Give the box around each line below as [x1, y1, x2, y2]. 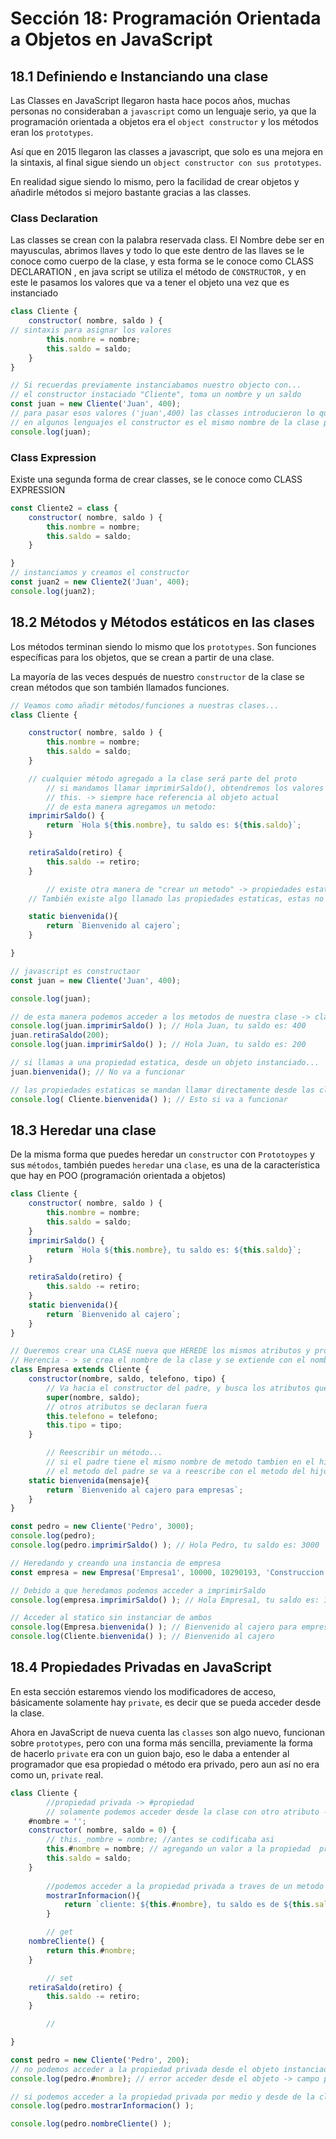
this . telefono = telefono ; [46, 1411, 159, 1421]
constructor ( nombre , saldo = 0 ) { [28, 1825, 177, 1836]
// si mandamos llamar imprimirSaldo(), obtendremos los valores [46, 783, 325, 793]
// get [46, 1927, 74, 1937]
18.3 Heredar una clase [10, 1122, 157, 1139]
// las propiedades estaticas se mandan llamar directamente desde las [10, 1085, 315, 1095]
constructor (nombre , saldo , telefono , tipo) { [28, 1374, 226, 1384]
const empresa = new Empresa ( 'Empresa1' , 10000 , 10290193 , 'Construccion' [10, 1567, 329, 1577]
